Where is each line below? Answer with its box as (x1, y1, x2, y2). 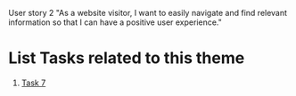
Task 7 (21, 77, 46, 88)
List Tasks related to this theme (8, 48, 245, 68)
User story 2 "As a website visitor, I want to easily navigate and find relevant (8, 8, 287, 18)
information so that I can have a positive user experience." (8, 17, 222, 28)
